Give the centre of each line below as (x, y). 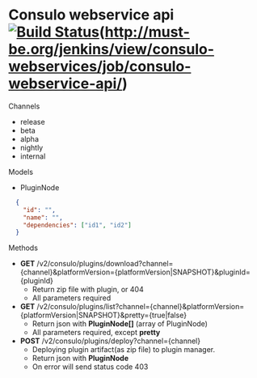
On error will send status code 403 (90, 367)
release (33, 121)
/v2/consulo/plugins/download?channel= (105, 264)
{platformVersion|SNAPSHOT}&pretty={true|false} (103, 315)
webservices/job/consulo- (100, 67)
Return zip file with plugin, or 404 (88, 290)
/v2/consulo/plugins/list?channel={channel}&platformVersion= (141, 307)
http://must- (147, 32)
